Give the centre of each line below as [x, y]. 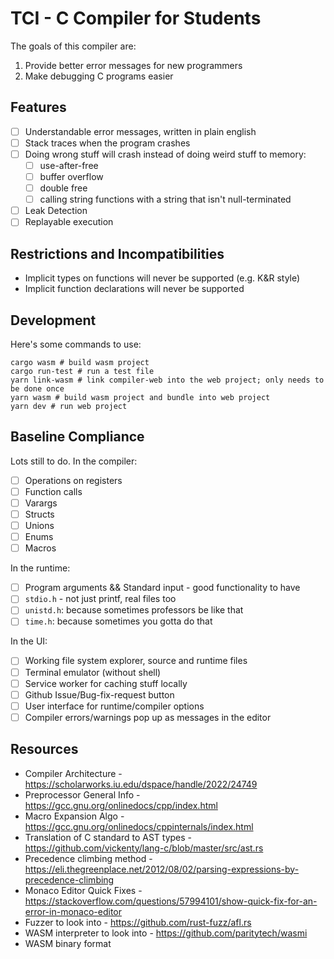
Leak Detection [56, 211]
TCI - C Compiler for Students [136, 18]
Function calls [53, 491]
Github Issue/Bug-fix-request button [99, 694]
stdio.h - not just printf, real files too [100, 599]
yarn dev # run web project [69, 406]
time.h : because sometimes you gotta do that [118, 621]
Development [53, 320]
